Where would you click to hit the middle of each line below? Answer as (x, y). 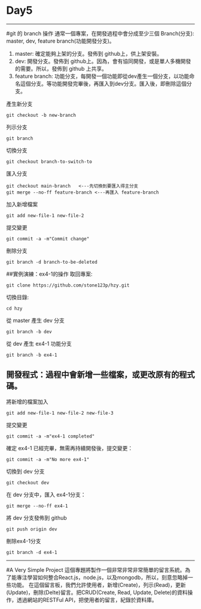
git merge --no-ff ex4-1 (37, 506)
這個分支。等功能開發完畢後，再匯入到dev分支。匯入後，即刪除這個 (103, 83)
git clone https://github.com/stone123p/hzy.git (68, 285)
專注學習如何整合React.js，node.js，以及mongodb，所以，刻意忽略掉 (102, 577)
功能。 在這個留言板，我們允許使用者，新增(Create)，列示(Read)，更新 (98, 584)
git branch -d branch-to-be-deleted (52, 262)
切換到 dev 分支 (25, 471)
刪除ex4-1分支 (24, 541)
